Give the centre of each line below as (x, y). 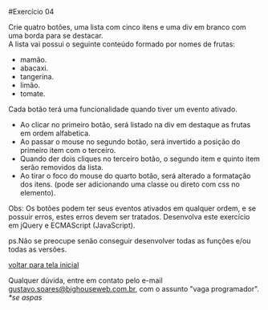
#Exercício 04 (31, 12)
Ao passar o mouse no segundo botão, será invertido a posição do (130, 142)
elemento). (38, 193)
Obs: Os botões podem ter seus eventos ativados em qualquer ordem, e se (132, 208)
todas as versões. (38, 249)
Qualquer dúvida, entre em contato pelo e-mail (85, 280)
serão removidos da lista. (62, 167)
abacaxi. (34, 68)
